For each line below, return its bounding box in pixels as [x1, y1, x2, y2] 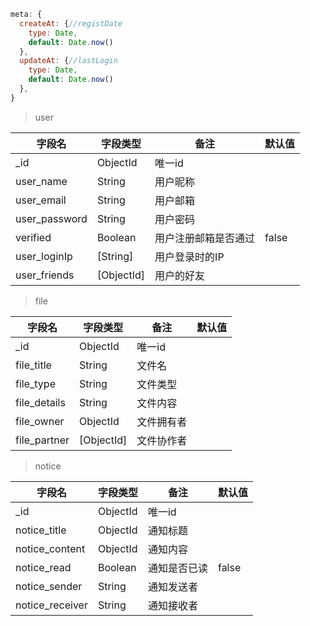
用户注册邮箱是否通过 [154, 231, 256, 245]
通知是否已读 [147, 561, 208, 575]
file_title [15, 358, 52, 372]
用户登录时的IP [154, 250, 225, 264]
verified [15, 230, 52, 244]
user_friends [15, 268, 75, 282]
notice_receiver [15, 598, 88, 612]
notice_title [15, 523, 67, 537]
